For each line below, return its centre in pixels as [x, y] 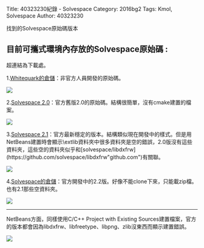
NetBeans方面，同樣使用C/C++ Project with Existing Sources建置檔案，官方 [101, 219]
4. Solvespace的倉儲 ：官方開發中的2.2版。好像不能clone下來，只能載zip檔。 [102, 181]
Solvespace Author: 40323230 [45, 16]
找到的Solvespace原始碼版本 [42, 28]
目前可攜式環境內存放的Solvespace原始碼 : [87, 50]
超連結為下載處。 [28, 65]
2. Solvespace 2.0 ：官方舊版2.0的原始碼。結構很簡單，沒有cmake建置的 [96, 102]
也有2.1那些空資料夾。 [34, 189]
